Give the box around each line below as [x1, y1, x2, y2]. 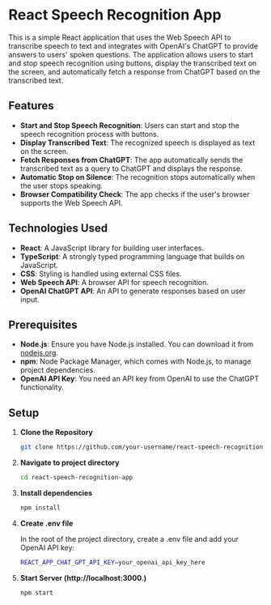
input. [19, 294, 40, 305]
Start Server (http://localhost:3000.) [19, 573, 147, 582]
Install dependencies [19, 488, 93, 497]
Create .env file [19, 518, 74, 528]
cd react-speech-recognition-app [19, 474, 133, 482]
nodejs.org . [19, 348, 59, 358]
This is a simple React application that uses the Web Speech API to [8, 32, 231, 42]
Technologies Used [8, 221, 108, 236]
